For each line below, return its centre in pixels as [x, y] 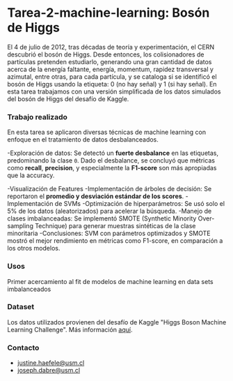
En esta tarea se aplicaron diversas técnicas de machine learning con [107, 132]
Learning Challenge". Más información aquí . [70, 329]
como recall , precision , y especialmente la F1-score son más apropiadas [112, 168]
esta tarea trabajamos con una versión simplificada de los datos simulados [114, 91]
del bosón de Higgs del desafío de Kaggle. [68, 98]
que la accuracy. [31, 175]
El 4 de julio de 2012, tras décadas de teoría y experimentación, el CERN [111, 47]
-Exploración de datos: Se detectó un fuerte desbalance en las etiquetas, [113, 153]
